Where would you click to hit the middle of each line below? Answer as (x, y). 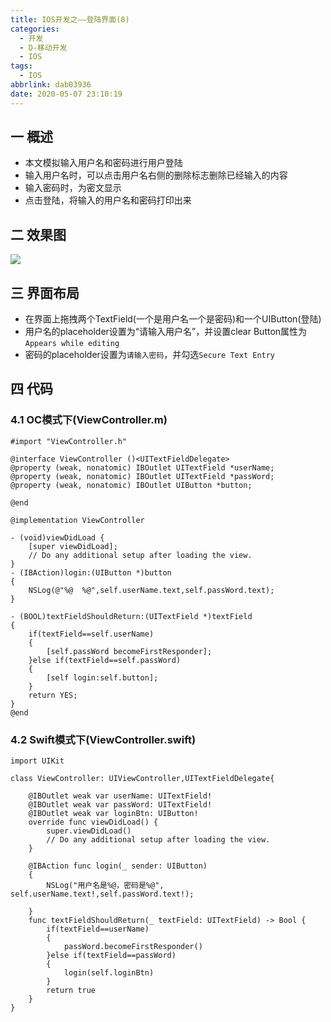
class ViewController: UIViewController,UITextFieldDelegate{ (142, 779)
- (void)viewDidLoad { (57, 537)
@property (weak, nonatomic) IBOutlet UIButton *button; (131, 485)
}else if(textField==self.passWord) (105, 660)
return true (71, 991)
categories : (35, 29)
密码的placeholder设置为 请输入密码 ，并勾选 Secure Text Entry (150, 355)
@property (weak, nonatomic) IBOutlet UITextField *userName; (142, 467)
